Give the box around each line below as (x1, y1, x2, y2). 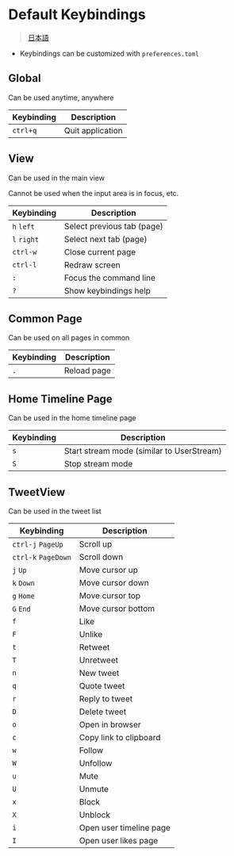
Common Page (8, 312, 82, 325)
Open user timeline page (79, 823, 171, 833)
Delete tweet (79, 706, 127, 717)
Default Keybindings (8, 6, 146, 24)
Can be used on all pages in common (8, 333, 130, 343)
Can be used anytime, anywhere (8, 93, 114, 102)
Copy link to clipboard (79, 732, 161, 743)
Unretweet (79, 654, 119, 666)
